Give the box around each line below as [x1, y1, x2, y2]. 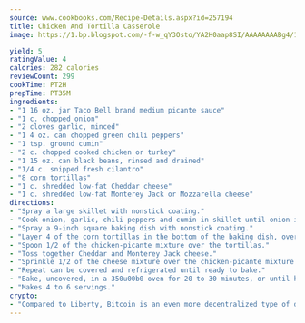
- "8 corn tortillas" [9, 173, 92, 182]
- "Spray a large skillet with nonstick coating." [9, 207, 205, 216]
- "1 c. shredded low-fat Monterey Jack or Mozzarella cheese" [9, 190, 254, 200]
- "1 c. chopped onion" [9, 114, 100, 123]
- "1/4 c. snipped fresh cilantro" [9, 164, 144, 173]
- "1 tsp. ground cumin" [9, 140, 103, 149]
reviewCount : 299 [9, 72, 75, 82]
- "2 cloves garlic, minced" [9, 122, 120, 132]
